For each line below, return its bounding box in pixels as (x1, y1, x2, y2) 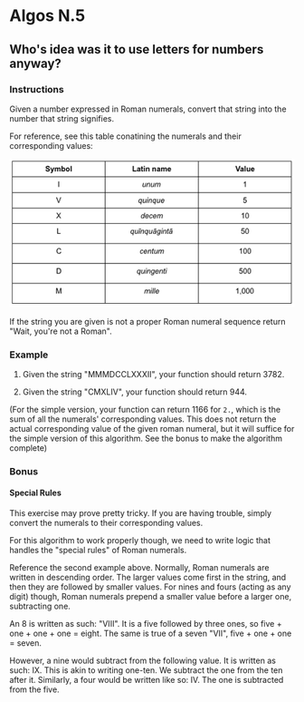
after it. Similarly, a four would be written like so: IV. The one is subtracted (9, 675, 284, 686)
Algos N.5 (9, 5, 86, 26)
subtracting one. (9, 600, 71, 612)
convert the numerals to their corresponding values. (9, 518, 204, 529)
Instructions (9, 83, 65, 95)
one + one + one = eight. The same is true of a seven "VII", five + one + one (9, 628, 292, 639)
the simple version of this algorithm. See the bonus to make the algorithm (9, 433, 283, 444)
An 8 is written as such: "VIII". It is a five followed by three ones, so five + (9, 619, 282, 629)
